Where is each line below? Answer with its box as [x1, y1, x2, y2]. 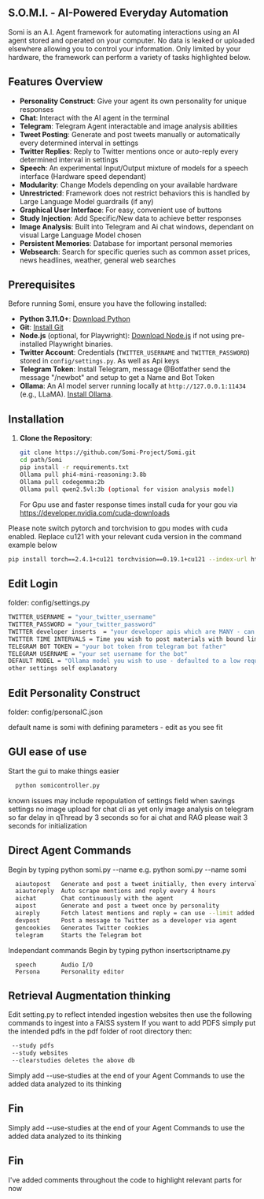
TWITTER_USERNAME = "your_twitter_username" [8, 613, 156, 621]
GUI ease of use [8, 745, 87, 759]
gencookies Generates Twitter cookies [15, 924, 149, 932]
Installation [8, 412, 64, 426]
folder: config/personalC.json [8, 707, 104, 717]
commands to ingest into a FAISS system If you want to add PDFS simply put [8, 1018, 256, 1028]
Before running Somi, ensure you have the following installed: [8, 299, 207, 308]
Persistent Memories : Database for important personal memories [19, 238, 233, 248]
